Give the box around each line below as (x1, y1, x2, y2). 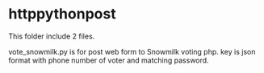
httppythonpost (8, 5, 116, 23)
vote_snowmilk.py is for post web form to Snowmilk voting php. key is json (8, 47, 256, 56)
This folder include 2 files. (8, 31, 95, 41)
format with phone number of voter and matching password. (8, 55, 209, 65)
